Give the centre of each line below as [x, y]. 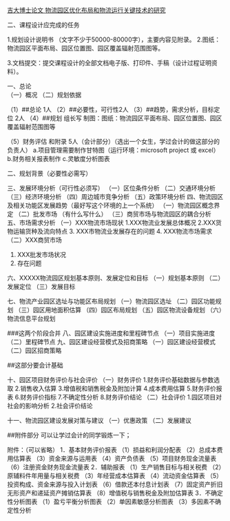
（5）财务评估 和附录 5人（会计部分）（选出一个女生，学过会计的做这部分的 [114, 141]
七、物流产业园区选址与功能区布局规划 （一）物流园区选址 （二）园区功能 [111, 301]
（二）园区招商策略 [34, 350]
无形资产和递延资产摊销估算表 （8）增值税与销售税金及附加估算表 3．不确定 [115, 493]
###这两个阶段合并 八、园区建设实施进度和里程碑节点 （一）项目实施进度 [111, 333]
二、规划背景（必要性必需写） [49, 173]
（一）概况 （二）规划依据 [44, 95]
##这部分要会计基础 [35, 365]
